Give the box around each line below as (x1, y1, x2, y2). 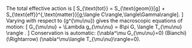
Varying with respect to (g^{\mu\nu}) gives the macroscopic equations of (6, 17, 183, 24)
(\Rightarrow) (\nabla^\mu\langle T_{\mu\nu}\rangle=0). (6, 36, 141, 42)
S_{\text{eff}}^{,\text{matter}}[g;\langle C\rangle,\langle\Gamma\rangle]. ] (6, 11, 184, 18)
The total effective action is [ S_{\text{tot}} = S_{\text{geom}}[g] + (6, 5, 166, 12)
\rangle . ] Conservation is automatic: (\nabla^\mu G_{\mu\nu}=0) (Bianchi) (6, 29, 187, 36)
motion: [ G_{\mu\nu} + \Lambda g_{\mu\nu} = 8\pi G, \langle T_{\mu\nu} (6, 23, 183, 30)
